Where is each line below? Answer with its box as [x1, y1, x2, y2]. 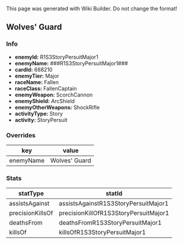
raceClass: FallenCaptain [14, 85, 77, 92]
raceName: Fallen [14, 78, 59, 85]
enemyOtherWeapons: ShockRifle [14, 104, 100, 111]
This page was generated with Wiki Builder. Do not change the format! [6, 5, 178, 12]
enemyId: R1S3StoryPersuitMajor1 [14, 53, 99, 60]
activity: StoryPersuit [14, 116, 68, 123]
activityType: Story [14, 110, 63, 117]
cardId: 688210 [14, 66, 53, 73]
